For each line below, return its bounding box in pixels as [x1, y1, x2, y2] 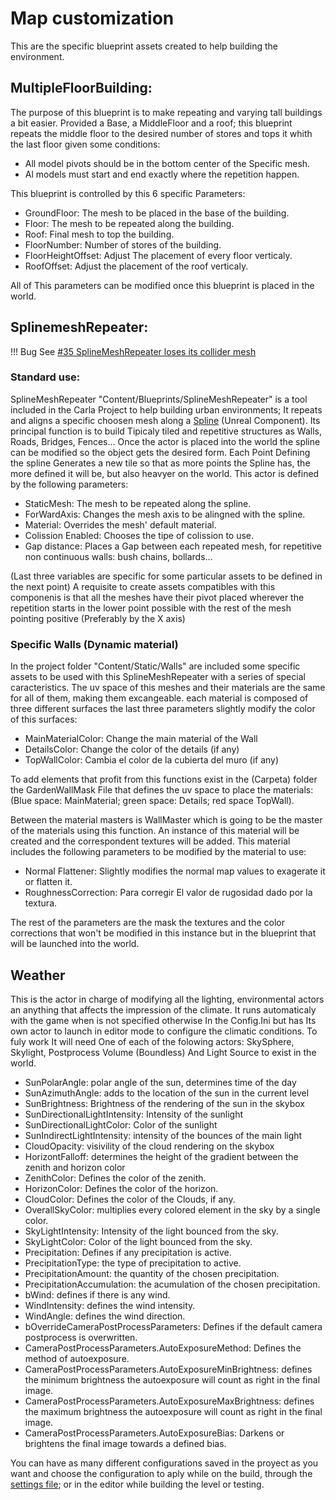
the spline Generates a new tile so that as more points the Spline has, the [10, 457, 311, 469]
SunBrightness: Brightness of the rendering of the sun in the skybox [24, 1097, 305, 1109]
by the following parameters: [10, 478, 129, 490]
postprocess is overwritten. [24, 1331, 138, 1343]
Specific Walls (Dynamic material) [10, 637, 179, 651]
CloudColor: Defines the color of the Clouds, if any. [24, 1193, 236, 1205]
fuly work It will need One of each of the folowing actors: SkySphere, [10, 1035, 295, 1047]
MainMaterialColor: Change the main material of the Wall [24, 733, 258, 745]
